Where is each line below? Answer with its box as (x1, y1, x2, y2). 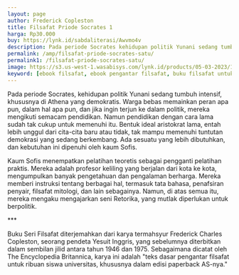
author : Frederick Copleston (7, 17, 94, 24)
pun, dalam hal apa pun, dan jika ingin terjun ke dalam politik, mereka (7, 105, 210, 113)
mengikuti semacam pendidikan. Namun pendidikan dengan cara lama (7, 112, 214, 121)
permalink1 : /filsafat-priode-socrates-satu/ (7, 57, 144, 64)
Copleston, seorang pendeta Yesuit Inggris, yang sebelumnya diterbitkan (7, 237, 221, 246)
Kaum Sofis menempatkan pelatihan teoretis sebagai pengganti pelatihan (7, 156, 222, 165)
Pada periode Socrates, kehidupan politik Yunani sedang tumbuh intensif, (7, 90, 223, 98)
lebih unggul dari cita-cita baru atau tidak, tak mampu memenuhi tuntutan (7, 128, 223, 136)
